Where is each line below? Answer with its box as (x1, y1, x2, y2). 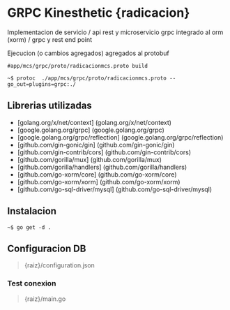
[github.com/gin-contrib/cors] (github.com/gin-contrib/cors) (17, 148, 192, 156)
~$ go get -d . (7, 223, 52, 231)
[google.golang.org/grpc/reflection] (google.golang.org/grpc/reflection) (17, 133, 224, 141)
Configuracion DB (7, 242, 86, 254)
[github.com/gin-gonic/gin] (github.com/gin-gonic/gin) (17, 140, 175, 149)
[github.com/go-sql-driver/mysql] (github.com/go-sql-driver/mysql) (17, 185, 213, 193)
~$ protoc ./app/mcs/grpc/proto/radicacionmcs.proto (7, 75, 167, 82)
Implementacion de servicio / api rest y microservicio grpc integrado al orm (7, 28, 224, 36)
